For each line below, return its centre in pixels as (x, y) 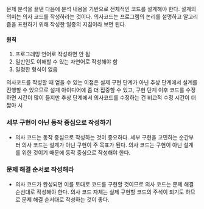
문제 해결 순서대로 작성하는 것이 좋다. (65, 199)
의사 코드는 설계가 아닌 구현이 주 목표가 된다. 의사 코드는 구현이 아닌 (102, 145)
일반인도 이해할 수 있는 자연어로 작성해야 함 (66, 62)
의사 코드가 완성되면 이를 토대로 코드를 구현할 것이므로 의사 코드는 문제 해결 (104, 184)
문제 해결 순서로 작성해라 (40, 170)
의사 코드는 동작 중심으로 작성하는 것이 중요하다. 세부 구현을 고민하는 (96, 137)
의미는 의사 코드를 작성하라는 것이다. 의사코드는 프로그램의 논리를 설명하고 (94, 16)
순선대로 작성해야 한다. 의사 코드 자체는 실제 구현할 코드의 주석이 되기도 (100, 192)
